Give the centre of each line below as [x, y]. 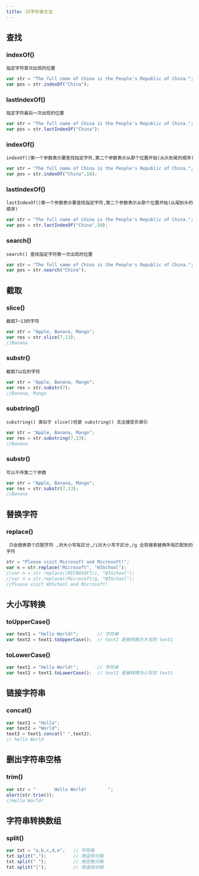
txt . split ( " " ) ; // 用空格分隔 [55, 862]
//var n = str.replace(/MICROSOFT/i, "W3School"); [71, 573]
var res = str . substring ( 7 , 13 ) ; [46, 438]
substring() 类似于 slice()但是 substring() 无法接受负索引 [77, 422]
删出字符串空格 [34, 760]
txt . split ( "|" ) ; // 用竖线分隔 [55, 867]
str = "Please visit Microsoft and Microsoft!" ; [68, 562]
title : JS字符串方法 [29, 12]
